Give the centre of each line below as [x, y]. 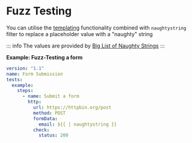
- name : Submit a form [51, 96]
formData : [45, 118]
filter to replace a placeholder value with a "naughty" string [80, 34]
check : [41, 130]
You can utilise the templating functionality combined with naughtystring [96, 28]
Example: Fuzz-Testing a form [45, 57]
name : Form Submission [35, 74]
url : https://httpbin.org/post [72, 108]
